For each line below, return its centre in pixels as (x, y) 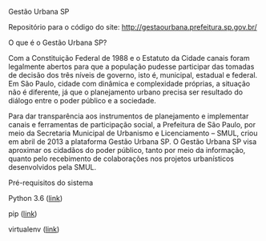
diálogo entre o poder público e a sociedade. (82, 100)
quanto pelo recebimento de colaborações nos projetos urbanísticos (121, 159)
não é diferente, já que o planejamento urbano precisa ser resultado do (125, 92)
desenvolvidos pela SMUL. (52, 167)
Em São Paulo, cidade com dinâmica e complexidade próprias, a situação (129, 84)
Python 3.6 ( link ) (36, 198)
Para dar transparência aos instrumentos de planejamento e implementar (129, 116)
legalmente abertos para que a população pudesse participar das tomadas (131, 66)
